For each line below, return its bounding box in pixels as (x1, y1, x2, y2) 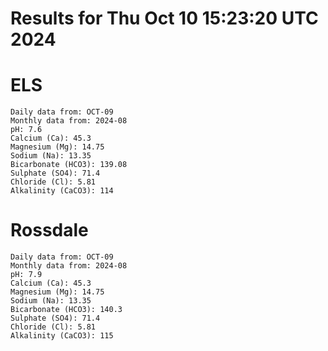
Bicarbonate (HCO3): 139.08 (10, 160, 128, 170)
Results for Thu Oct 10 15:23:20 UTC (10, 7, 319, 30)
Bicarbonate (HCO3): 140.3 (10, 305, 123, 315)
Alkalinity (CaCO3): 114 (10, 186, 114, 196)
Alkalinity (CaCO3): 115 (10, 331, 114, 341)
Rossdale (10, 219, 89, 242)
